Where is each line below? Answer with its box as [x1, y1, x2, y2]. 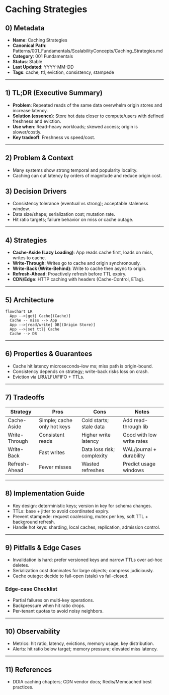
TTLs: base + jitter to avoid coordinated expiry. [12, 508, 110, 514]
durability [123, 452, 145, 459]
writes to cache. [12, 255, 46, 261]
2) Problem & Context [5, 154, 74, 162]
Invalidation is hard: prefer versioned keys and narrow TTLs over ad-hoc [12, 557, 162, 563]
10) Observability [5, 627, 60, 635]
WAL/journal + [123, 446, 157, 453]
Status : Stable [12, 59, 43, 64]
